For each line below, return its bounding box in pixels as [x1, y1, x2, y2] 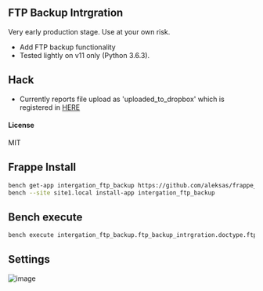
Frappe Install [8, 161, 77, 174]
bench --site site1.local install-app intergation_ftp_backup [8, 188, 215, 197]
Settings [8, 253, 51, 266]
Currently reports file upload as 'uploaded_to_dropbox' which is [19, 94, 225, 104]
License [8, 121, 35, 130]
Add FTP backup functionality [19, 42, 116, 52]
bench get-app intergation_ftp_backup [8, 181, 135, 189]
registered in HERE [19, 102, 81, 112]
